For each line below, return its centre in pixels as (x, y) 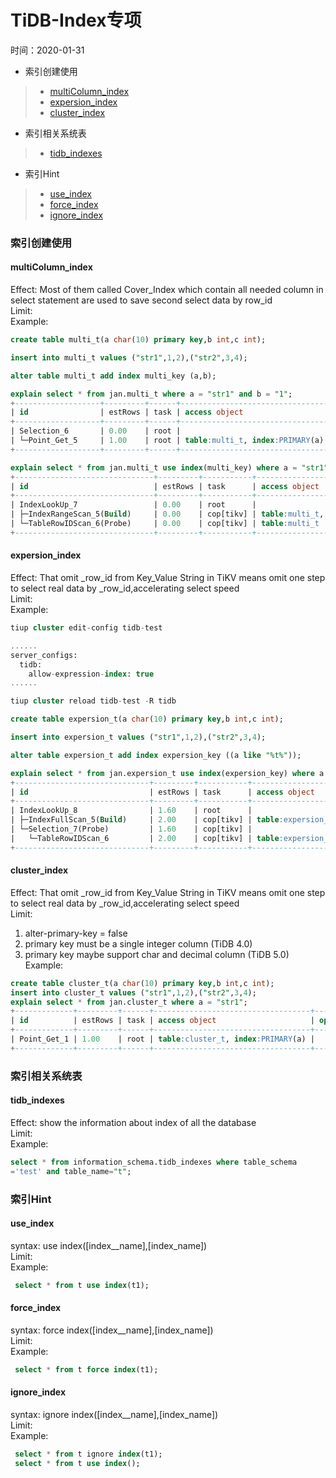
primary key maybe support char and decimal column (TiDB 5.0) (157, 954)
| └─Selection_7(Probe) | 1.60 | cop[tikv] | (131, 829)
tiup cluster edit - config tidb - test (86, 628)
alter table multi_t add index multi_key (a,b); (113, 376)
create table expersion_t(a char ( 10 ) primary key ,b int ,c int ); (147, 719)
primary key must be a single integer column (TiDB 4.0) (138, 943)
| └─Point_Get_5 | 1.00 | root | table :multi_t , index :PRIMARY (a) (167, 441)
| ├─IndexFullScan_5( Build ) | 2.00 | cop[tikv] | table (145, 820)
